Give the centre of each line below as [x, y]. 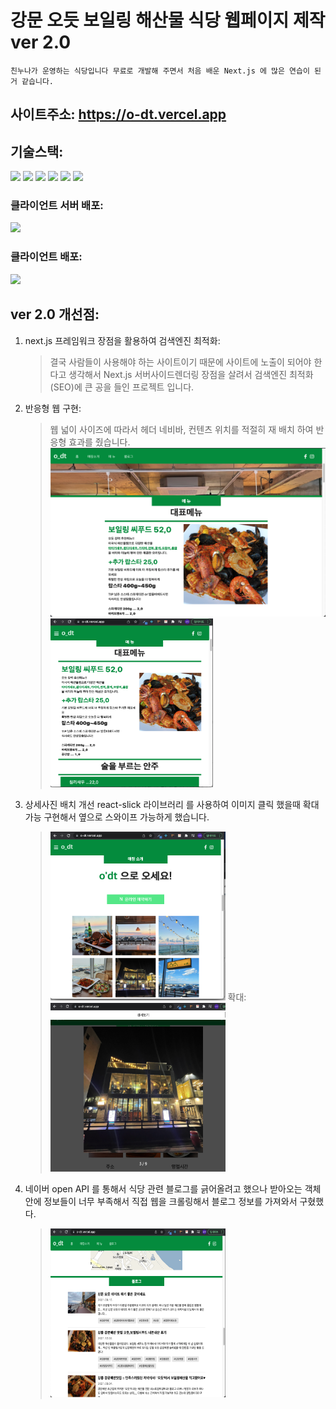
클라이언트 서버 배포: [57, 206]
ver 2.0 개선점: [55, 314]
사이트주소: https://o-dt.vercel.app [118, 114]
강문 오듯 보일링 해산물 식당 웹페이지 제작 [168, 20]
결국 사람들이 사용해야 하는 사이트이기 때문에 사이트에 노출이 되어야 [180, 362]
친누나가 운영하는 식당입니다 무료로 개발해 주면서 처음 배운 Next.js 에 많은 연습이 [160, 71]
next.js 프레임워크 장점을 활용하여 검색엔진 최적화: [122, 340]
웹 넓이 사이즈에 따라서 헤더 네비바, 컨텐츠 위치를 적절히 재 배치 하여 [181, 429]
